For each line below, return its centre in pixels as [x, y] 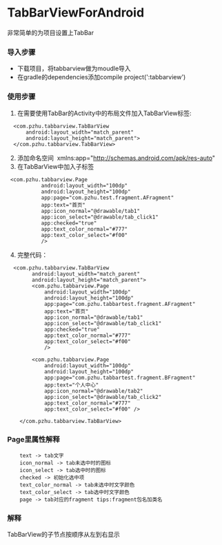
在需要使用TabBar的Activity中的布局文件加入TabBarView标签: [104, 113]
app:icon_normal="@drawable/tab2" [93, 391]
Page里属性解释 [33, 440]
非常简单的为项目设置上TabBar [51, 32]
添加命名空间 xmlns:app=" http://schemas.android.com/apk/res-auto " [116, 158]
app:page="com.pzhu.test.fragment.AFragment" [108, 198]
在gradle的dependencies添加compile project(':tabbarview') [101, 77]
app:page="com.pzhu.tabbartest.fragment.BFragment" [120, 378]
